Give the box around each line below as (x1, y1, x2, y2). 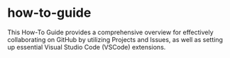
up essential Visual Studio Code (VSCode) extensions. (7, 43, 166, 51)
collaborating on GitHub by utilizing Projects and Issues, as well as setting (7, 35, 224, 43)
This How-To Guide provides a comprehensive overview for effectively (7, 28, 214, 36)
